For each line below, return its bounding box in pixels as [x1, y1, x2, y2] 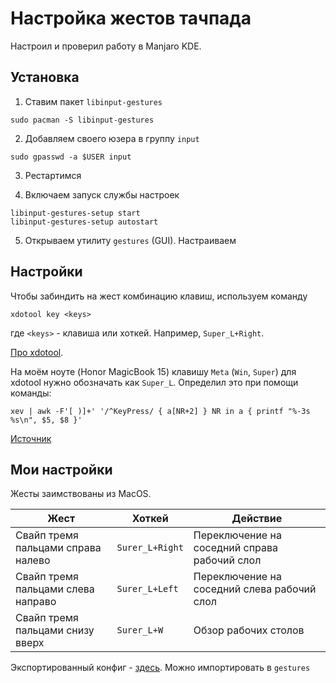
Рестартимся [24, 169, 82, 181]
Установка [10, 69, 80, 86]
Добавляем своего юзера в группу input [24, 132, 200, 144]
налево [15, 553, 51, 567]
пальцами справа [15, 541, 102, 555]
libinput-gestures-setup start [10, 208, 141, 218]
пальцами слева [15, 582, 95, 596]
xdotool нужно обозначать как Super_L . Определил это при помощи [10, 376, 299, 388]
